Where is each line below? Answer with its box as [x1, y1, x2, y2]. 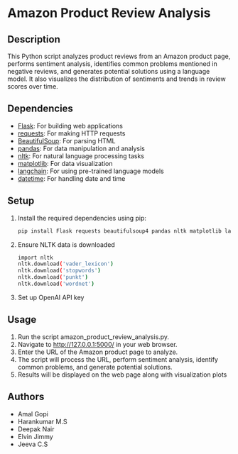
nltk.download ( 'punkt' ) [17, 274, 89, 281]
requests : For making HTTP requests [17, 129, 126, 138]
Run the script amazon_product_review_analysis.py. [17, 332, 169, 341]
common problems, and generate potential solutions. [17, 362, 173, 371]
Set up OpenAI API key [17, 293, 85, 301]
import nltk [17, 254, 53, 261]
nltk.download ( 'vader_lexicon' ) [17, 260, 114, 267]
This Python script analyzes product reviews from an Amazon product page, [7, 52, 231, 60]
